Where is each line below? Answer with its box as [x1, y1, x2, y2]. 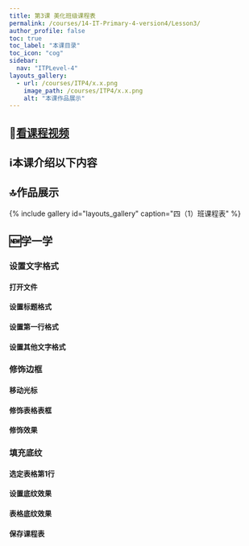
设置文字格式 [9, 261, 60, 272]
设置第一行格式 [9, 321, 59, 331]
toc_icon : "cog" [9, 49, 64, 57]
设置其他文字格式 [9, 341, 66, 351]
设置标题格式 [9, 302, 52, 312]
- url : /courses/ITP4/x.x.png [16, 79, 118, 87]
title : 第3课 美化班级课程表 [9, 11, 96, 20]
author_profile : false [9, 27, 85, 35]
